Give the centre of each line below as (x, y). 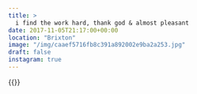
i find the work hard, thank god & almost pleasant (102, 23)
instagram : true (35, 60)
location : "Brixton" (42, 38)
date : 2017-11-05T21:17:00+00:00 (63, 30)
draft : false (30, 52)
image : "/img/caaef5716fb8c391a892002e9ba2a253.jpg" (97, 45)
